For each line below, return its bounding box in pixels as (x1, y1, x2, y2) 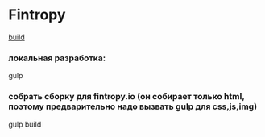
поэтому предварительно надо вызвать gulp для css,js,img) (8, 101, 258, 112)
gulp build (8, 119, 42, 129)
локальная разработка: (8, 52, 106, 64)
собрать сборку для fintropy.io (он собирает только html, (8, 91, 245, 102)
